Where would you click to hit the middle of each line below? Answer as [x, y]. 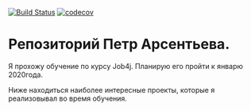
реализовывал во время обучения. [68, 98]
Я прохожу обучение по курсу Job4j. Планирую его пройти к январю [126, 66]
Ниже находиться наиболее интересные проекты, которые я [112, 90]
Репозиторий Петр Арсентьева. [119, 44]
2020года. [26, 75]
